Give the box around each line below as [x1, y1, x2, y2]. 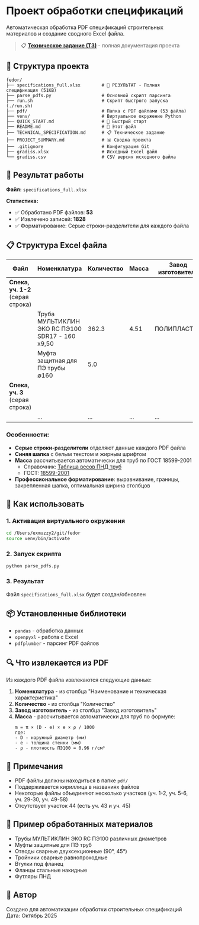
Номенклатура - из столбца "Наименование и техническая [14, 688, 167, 695]
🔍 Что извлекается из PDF [6, 657, 109, 667]
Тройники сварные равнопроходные [14, 854, 108, 861]
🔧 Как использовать [6, 499, 85, 509]
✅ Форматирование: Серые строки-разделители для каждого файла [14, 222, 190, 229]
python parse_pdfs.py [6, 563, 60, 569]
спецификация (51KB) [6, 87, 57, 93]
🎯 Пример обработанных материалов [6, 819, 153, 830]
